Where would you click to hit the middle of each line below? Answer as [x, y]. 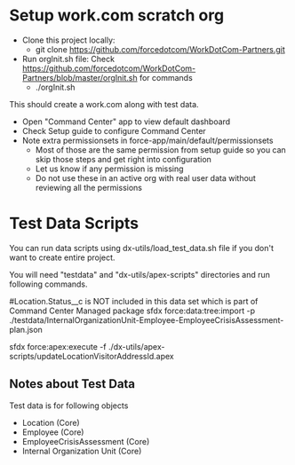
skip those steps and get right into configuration [123, 159]
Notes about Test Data [72, 384]
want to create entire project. [62, 257]
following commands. [48, 284]
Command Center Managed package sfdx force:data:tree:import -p [132, 311]
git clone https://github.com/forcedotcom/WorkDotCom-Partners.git [160, 49]
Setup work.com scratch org [117, 16]
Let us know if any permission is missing [109, 169]
